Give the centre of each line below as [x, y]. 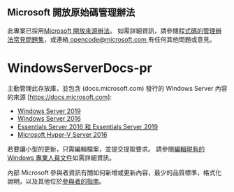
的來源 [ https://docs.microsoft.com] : [59, 97]
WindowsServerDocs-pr [80, 68]
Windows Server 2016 [49, 118]
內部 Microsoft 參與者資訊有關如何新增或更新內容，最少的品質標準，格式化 [115, 172]
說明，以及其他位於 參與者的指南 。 [56, 181]
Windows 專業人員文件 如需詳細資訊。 [61, 157]
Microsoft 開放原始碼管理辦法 [71, 13]
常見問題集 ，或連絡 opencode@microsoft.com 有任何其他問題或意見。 [114, 39]
